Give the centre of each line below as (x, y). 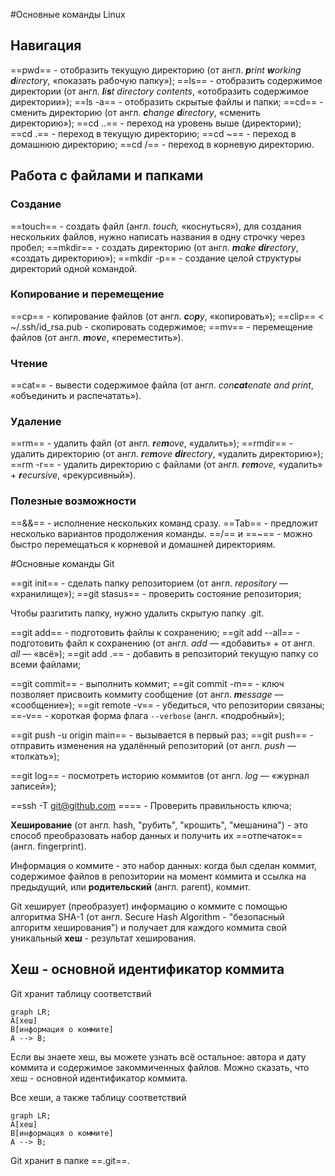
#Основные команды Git (62, 563)
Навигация (46, 45)
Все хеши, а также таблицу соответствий (98, 1097)
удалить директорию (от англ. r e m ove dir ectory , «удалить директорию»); (167, 454)
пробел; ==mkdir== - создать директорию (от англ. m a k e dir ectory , (154, 247)
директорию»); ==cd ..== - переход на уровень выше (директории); (156, 123)
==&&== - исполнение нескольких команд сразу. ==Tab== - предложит (164, 523)
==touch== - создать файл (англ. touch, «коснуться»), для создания (156, 226)
